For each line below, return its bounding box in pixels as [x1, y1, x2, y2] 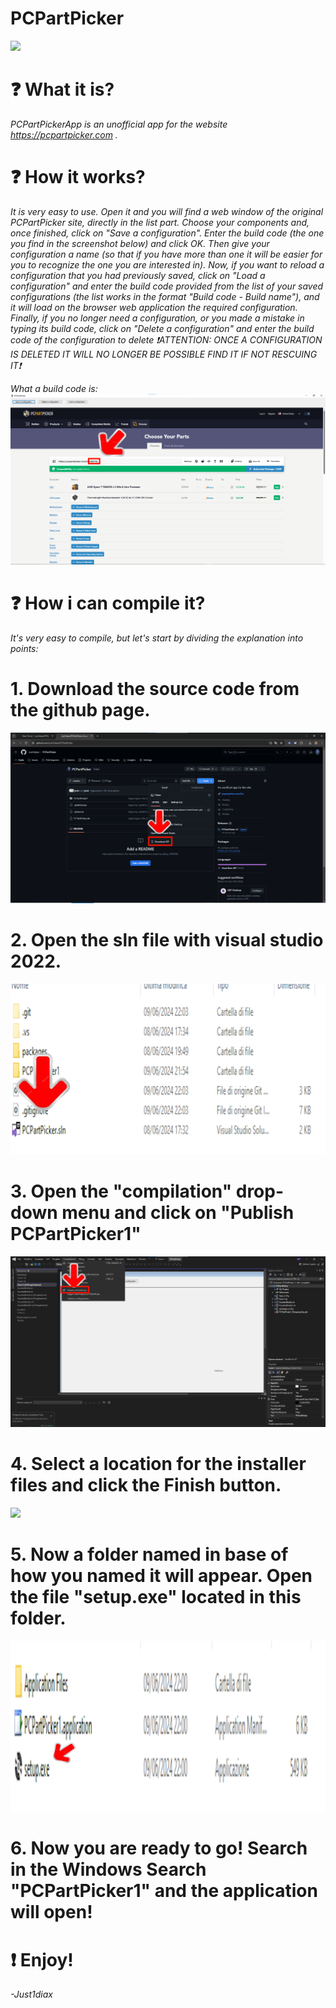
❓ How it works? [10, 166, 146, 189]
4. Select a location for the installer [10, 1453, 307, 1476]
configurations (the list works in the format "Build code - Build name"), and [10, 290, 320, 302]
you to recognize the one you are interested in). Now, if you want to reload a [10, 258, 325, 271]
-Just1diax [10, 1988, 53, 2001]
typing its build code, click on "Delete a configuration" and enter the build [10, 322, 315, 334]
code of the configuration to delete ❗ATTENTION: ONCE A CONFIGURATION [10, 333, 323, 346]
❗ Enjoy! [10, 1948, 74, 1971]
